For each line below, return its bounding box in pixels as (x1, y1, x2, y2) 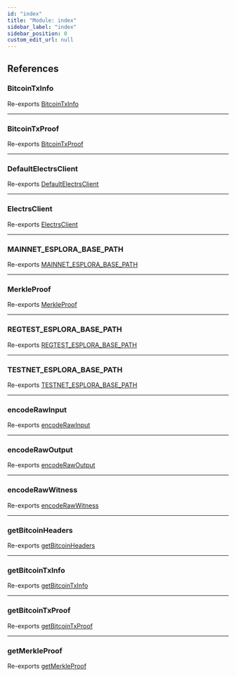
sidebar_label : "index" (7, 23, 77, 30)
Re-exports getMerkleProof (7, 662, 86, 670)
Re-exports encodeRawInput (7, 421, 91, 429)
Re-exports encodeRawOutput (7, 461, 96, 469)
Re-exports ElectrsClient (7, 220, 79, 229)
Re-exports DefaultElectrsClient (7, 180, 99, 189)
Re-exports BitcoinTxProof (7, 140, 84, 148)
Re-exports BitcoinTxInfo (7, 99, 79, 108)
